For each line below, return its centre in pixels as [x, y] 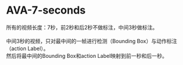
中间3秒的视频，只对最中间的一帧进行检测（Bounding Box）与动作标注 [92, 41]
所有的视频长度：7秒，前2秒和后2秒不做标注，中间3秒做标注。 [82, 27]
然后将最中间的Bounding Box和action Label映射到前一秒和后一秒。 [87, 56]
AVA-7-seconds [46, 10]
